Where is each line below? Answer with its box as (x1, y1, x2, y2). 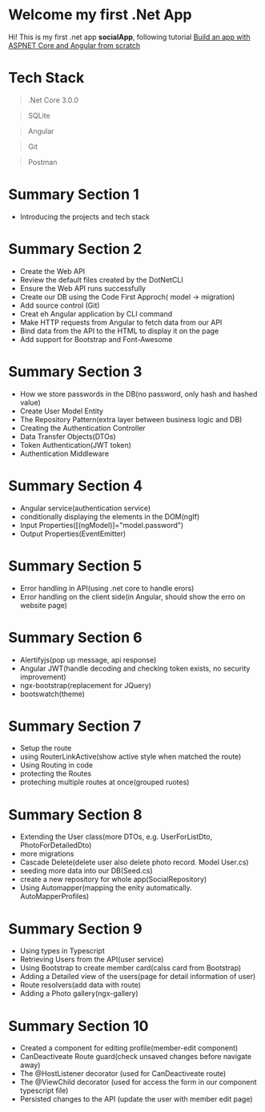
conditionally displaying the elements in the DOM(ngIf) (19, 511, 200, 522)
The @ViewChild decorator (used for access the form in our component (19, 1078, 258, 1087)
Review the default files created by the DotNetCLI (19, 275, 184, 284)
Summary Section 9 (8, 920, 143, 938)
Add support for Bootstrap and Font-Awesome (19, 334, 173, 344)
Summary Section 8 (8, 805, 143, 824)
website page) (19, 600, 68, 610)
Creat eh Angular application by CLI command (19, 308, 173, 318)
